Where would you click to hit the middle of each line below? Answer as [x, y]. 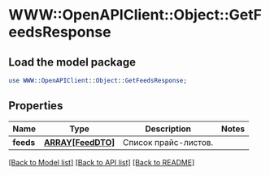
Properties [36, 106]
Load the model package [72, 62]
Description [168, 129]
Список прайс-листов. [168, 142]
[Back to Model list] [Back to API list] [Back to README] [102, 162]
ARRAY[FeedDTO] [79, 142]
